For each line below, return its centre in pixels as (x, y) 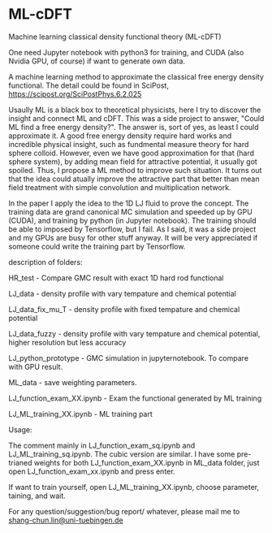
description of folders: (45, 262)
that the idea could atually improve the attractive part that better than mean (134, 179)
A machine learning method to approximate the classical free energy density (136, 76)
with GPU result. (36, 366)
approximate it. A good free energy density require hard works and (120, 136)
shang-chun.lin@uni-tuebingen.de (66, 520)
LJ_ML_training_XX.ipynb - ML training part (80, 414)
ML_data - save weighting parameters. (73, 382)
